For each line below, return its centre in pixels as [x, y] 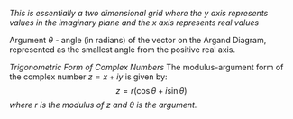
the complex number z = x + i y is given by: [89, 77]
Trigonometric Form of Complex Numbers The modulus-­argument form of [146, 67]
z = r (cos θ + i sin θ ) [151, 91]
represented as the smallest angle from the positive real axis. [123, 50]
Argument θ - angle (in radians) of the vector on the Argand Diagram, [138, 40]
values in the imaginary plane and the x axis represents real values [134, 23]
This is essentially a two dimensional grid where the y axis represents [139, 13]
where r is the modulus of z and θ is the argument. [103, 105]
